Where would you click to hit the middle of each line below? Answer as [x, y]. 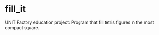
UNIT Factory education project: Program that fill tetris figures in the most [79, 22]
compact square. [22, 27]
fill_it [15, 9]
